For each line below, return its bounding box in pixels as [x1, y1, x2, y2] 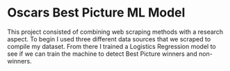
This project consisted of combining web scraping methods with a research [7, 28, 224, 36]
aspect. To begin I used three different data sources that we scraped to [7, 34, 211, 43]
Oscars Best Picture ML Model [7, 5, 186, 21]
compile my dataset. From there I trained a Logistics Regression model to [7, 42, 217, 50]
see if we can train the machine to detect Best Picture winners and [7, 50, 198, 58]
